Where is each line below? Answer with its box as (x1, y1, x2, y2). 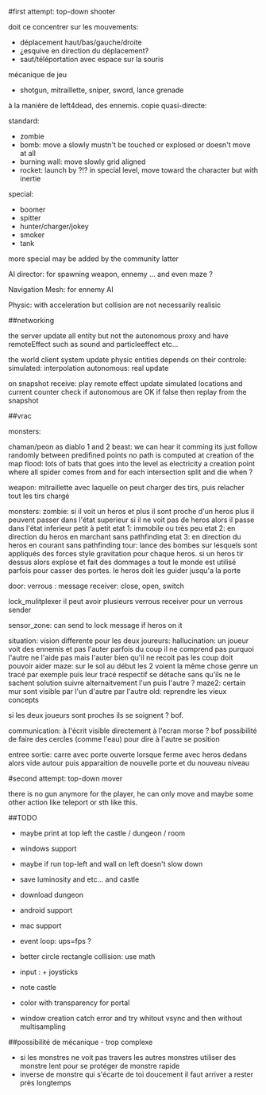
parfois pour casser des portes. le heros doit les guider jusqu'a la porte (8, 566, 241, 575)
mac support (19, 921, 62, 930)
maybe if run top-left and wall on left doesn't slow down (19, 859, 203, 868)
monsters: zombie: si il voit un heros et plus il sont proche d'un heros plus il (8, 507, 255, 516)
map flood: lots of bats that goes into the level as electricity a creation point (8, 459, 256, 468)
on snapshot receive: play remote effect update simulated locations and (8, 379, 243, 388)
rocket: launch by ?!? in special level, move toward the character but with (19, 166, 259, 174)
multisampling (19, 1022, 66, 1031)
